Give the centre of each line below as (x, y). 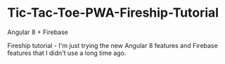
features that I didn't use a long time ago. (67, 53)
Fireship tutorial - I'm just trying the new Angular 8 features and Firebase (112, 45)
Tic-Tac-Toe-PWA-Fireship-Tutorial (113, 13)
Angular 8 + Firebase (38, 32)
